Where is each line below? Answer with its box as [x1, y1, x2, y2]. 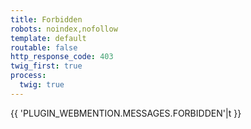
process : [10, 71, 47, 81]
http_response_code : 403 [10, 52, 114, 62]
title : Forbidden [10, 14, 83, 25]
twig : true [19, 80, 65, 90]
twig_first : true [10, 61, 83, 71]
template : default [10, 33, 87, 43]
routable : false [10, 42, 78, 53]
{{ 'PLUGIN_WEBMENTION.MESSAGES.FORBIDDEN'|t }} [10, 107, 242, 119]
